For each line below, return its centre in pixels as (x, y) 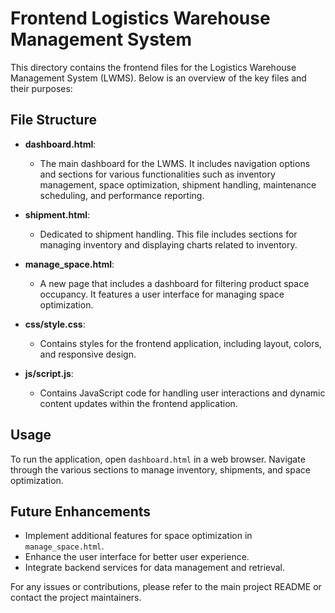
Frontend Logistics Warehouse (140, 18)
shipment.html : (57, 214)
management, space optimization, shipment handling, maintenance (178, 184)
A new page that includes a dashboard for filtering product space (174, 283)
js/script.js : (49, 373)
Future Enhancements (81, 511)
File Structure (53, 120)
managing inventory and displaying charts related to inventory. (168, 244)
